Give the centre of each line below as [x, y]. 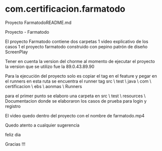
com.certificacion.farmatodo [65, 9]
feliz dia [13, 134]
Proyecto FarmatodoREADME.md [38, 22]
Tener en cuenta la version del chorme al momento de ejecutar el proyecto [80, 61]
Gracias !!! [15, 144]
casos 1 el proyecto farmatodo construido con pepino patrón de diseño [76, 46]
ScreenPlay [17, 52]
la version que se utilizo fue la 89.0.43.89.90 [50, 66]
